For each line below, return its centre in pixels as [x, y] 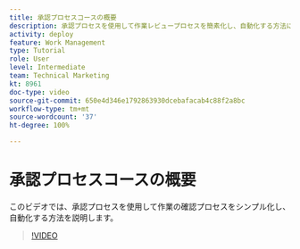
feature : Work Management [57, 42]
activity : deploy [42, 34]
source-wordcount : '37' [54, 117]
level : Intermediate [48, 68]
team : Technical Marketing [59, 76]
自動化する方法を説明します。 [64, 217]
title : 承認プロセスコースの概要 [63, 17]
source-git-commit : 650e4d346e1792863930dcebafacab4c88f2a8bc [127, 100]
